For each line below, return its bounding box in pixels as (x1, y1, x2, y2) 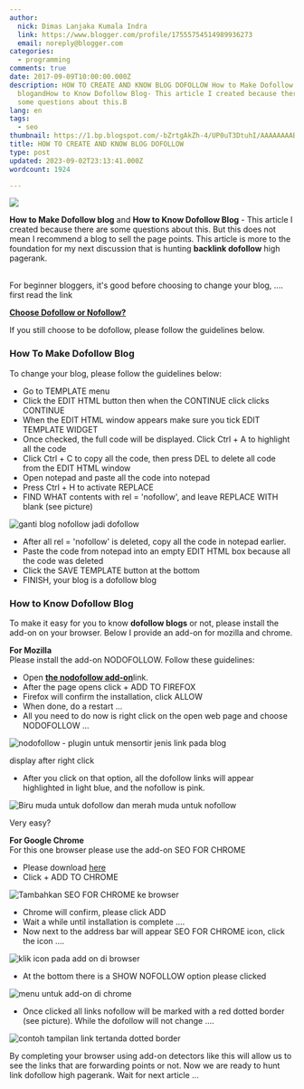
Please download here (22, 862, 107, 873)
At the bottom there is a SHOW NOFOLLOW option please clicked (22, 970, 267, 981)
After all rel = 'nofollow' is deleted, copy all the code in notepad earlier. (22, 536, 287, 547)
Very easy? (9, 817, 52, 828)
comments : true (9, 64, 67, 73)
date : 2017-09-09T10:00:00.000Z (9, 72, 131, 81)
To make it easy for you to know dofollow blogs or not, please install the (9, 617, 280, 628)
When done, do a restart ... (22, 701, 123, 712)
